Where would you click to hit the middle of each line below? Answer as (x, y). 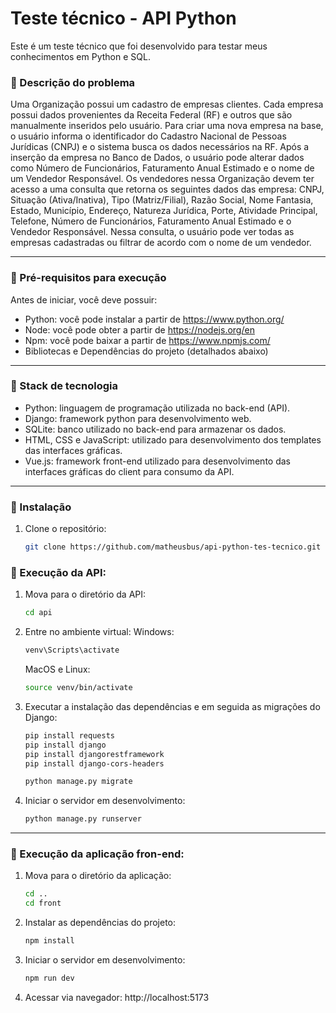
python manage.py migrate (78, 782)
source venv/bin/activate (78, 688)
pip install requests (69, 735)
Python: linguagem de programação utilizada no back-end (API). (157, 408)
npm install (49, 941)
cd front (43, 903)
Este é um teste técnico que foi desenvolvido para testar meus (139, 46)
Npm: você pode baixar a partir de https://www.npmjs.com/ (147, 340)
